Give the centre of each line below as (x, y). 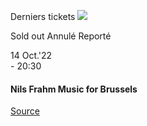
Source (25, 111)
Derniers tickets (43, 16)
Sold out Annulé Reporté (61, 36)
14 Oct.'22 (31, 55)
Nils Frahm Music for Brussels (74, 89)
